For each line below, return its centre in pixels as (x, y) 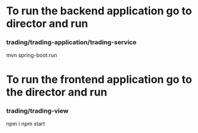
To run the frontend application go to (99, 79)
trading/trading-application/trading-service (71, 42)
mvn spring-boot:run (32, 55)
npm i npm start (26, 123)
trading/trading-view (37, 110)
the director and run (57, 92)
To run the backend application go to (99, 11)
